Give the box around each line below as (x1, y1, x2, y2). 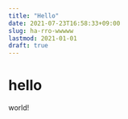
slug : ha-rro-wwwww (8, 27, 74, 35)
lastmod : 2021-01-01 (8, 34, 78, 43)
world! (8, 103, 30, 113)
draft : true (8, 42, 48, 50)
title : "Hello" (8, 11, 60, 20)
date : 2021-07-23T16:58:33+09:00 (8, 19, 121, 27)
